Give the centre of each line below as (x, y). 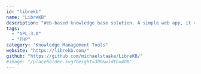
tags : (13, 28)
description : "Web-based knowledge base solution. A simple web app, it (99, 23)
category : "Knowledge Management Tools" (57, 45)
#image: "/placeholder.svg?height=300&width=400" (69, 61)
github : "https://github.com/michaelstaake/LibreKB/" (75, 56)
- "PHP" (21, 39)
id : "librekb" (24, 12)
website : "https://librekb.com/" (48, 51)
